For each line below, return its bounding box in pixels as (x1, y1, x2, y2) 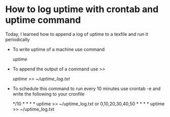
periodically (5, 36, 30, 43)
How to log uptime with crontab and (5, 4, 159, 15)
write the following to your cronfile (12, 91, 85, 97)
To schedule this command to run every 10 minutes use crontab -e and (12, 85, 161, 92)
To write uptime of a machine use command (12, 46, 105, 52)
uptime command (5, 14, 81, 26)
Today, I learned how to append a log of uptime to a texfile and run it (5, 31, 149, 37)
